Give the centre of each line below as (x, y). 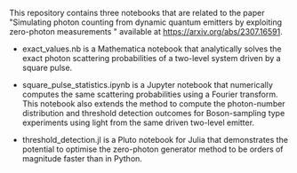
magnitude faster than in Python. (82, 158)
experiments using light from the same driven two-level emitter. (138, 122)
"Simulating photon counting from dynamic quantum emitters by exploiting (146, 22)
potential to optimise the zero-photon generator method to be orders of (153, 149)
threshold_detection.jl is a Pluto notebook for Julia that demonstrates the (155, 140)
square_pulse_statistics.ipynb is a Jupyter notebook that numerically (148, 85)
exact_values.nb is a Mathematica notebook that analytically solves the (152, 49)
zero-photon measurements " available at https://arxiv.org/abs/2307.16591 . (146, 31)
